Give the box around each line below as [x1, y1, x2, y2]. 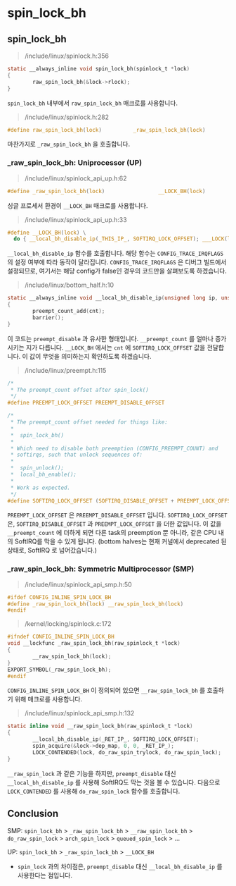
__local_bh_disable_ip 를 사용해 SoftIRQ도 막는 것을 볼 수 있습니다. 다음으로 [7, 777, 221, 787]
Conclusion [7, 808, 59, 820]
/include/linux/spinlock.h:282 [24, 113, 110, 121]
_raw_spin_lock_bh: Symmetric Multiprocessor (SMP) [7, 564, 195, 574]
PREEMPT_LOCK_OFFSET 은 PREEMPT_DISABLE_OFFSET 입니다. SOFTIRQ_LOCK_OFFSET [7, 511, 228, 519]
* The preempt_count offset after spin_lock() [10, 386, 150, 393]
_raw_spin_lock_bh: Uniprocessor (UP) [7, 158, 143, 168]
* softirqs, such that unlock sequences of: [10, 451, 143, 459]
